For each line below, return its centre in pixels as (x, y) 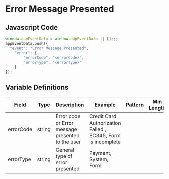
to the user (68, 142)
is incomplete (105, 142)
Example (105, 105)
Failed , (98, 129)
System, (99, 159)
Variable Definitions (37, 87)
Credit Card (103, 116)
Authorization (105, 123)
